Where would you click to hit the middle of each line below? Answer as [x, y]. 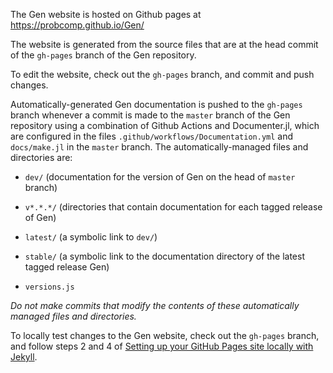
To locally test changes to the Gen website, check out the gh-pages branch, [165, 335]
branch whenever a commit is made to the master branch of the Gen [150, 115]
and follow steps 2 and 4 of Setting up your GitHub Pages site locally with [162, 346]
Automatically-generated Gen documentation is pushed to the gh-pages [156, 104]
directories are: [41, 157]
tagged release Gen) [67, 267]
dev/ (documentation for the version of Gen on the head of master [160, 177]
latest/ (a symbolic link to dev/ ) [91, 237]
